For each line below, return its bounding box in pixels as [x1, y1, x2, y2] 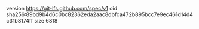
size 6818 [34, 17, 58, 24]
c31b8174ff [6, 17, 33, 24]
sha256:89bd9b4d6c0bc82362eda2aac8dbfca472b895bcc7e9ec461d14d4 [6, 11, 193, 18]
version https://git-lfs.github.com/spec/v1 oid [6, 5, 118, 12]
